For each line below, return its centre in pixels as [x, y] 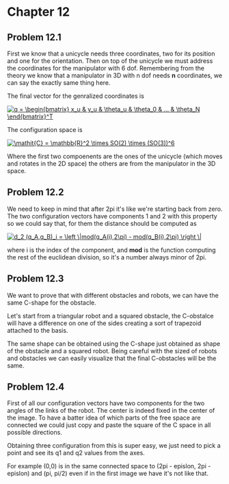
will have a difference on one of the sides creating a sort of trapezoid [104, 323]
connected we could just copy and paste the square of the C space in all [109, 425]
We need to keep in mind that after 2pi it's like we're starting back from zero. [115, 209]
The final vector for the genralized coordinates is [76, 96]
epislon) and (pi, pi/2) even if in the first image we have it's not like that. [108, 474]
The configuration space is [45, 130]
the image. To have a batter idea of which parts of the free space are [104, 418]
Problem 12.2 [36, 192]
